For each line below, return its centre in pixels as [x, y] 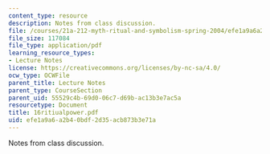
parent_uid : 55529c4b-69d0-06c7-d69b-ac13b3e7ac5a [95, 98]
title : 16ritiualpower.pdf [53, 113]
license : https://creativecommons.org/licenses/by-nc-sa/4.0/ [115, 68]
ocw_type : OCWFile [39, 75]
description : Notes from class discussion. [82, 23]
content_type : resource [48, 16]
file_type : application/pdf [55, 46]
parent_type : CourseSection [55, 90]
